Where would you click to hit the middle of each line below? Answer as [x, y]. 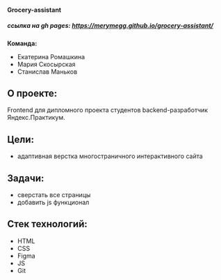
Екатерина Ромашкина [51, 56]
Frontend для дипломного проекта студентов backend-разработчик [108, 110]
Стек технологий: [48, 224]
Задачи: [26, 178]
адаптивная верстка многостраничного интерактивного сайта [110, 156]
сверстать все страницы [54, 195]
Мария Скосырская [46, 64]
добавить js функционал [53, 202]
